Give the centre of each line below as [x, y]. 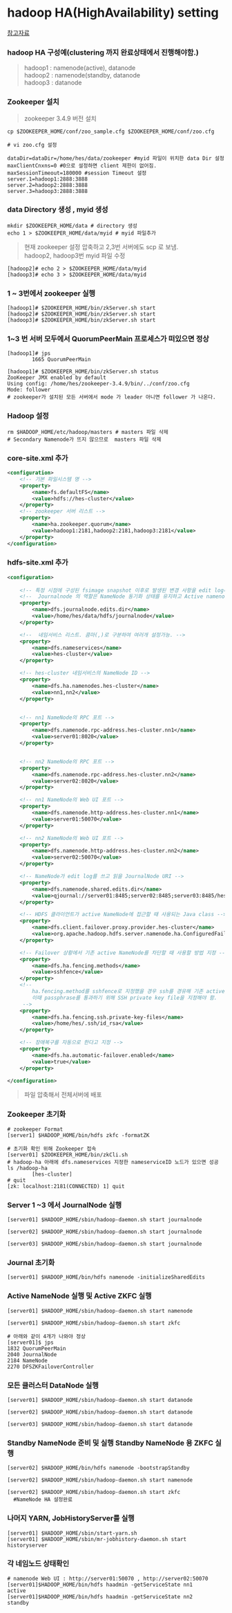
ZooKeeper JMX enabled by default [57, 378]
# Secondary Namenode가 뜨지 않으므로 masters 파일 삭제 [84, 439]
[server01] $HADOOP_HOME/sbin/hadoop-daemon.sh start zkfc [94, 1323]
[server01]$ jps [30, 1342]
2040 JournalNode [32, 1354]
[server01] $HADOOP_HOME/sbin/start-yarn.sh [72, 1533]
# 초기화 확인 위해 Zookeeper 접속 [52, 1149]
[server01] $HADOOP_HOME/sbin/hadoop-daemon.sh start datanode [100, 1400]
